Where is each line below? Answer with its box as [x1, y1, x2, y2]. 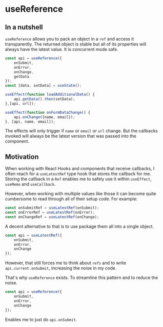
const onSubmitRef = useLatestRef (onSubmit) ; [5, 205, 99, 210]
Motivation [5, 152, 39, 161]
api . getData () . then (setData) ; [14, 97, 76, 101]
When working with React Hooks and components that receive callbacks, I [5, 166, 155, 172]
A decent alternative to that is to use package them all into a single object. [5, 223, 154, 229]
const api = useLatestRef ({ [5, 233, 62, 238]
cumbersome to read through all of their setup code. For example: [5, 196, 138, 202]
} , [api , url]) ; [5, 101, 36, 106]
